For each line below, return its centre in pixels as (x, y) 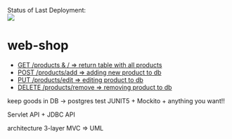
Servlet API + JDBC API (41, 114)
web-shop (38, 46)
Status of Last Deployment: (47, 10)
